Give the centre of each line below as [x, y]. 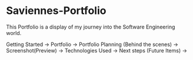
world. [14, 33]
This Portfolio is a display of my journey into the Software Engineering [91, 27]
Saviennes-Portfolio [56, 11]
